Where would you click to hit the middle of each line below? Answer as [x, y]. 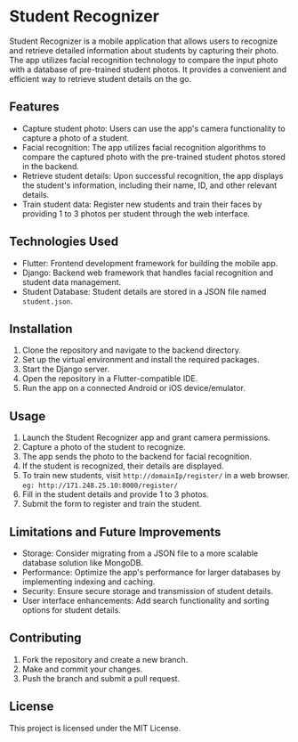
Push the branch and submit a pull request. [101, 678]
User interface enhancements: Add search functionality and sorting [145, 600]
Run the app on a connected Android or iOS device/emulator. [134, 388]
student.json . [47, 301]
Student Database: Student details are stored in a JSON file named [144, 291]
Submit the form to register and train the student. [112, 504]
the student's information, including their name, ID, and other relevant [149, 185]
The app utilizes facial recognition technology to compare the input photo [144, 60]
